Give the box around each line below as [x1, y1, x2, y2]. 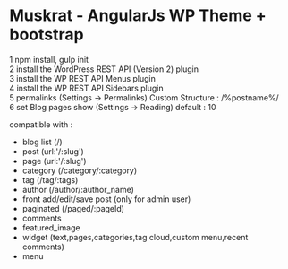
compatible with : [9, 118, 73, 130]
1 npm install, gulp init [9, 54, 89, 65]
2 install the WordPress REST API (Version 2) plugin [9, 64, 199, 74]
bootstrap [9, 24, 84, 45]
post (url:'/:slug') [21, 145, 85, 157]
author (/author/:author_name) [21, 184, 134, 195]
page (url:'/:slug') [21, 155, 87, 166]
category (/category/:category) [21, 165, 138, 176]
